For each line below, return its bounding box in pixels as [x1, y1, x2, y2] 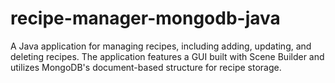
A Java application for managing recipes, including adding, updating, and [10, 40, 312, 52]
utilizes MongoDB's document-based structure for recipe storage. [10, 61, 282, 73]
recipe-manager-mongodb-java [10, 7, 281, 30]
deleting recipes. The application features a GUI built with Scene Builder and [10, 50, 325, 62]
